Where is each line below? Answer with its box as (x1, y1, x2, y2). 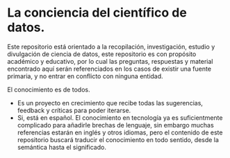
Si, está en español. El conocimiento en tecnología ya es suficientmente (17, 113, 223, 122)
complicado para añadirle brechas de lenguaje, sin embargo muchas (17, 121, 214, 129)
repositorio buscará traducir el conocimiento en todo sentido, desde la (17, 135, 219, 143)
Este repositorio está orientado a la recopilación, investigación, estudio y (7, 42, 215, 51)
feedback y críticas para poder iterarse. (17, 106, 131, 114)
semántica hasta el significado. (17, 143, 106, 151)
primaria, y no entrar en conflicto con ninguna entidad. (7, 71, 163, 80)
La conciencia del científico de (7, 5, 188, 21)
